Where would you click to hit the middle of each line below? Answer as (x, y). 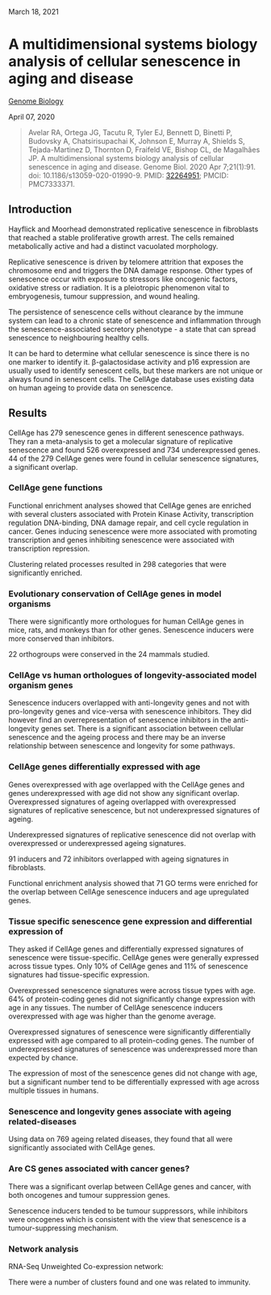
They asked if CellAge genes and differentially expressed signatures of (126, 949)
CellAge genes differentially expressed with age (104, 767)
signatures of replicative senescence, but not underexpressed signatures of (134, 810)
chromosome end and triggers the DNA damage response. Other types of (131, 270)
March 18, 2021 (33, 12)
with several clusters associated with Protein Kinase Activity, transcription (131, 514)
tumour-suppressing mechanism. (63, 1228)
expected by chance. (44, 1058)
